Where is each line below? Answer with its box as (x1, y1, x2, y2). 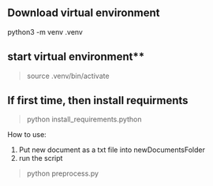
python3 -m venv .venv (7, 27, 84, 36)
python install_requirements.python (26, 114, 142, 125)
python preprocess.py (26, 169, 99, 178)
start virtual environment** (7, 50, 145, 64)
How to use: (7, 130, 47, 139)
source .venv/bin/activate (26, 71, 110, 80)
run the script (18, 154, 63, 163)
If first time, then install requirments (7, 94, 189, 107)
